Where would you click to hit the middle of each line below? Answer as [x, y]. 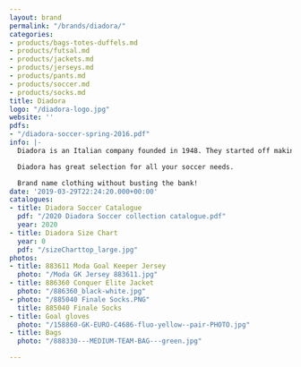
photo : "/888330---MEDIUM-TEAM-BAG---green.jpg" [110, 341]
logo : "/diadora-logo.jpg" [60, 109]
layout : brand [36, 17]
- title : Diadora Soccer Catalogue [76, 208]
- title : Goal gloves [50, 316]
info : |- [26, 142]
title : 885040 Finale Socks [70, 308]
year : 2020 [38, 225]
